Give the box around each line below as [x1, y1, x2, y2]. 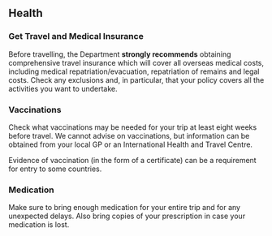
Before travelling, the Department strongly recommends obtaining [8, 49, 231, 59]
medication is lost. [8, 220, 70, 230]
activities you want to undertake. [8, 84, 118, 93]
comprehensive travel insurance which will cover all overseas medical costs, [8, 58, 264, 67]
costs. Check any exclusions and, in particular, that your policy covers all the [8, 75, 265, 84]
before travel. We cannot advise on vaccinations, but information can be [8, 131, 250, 140]
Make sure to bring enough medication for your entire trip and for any [8, 203, 241, 212]
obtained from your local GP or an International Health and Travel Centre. [8, 139, 253, 149]
